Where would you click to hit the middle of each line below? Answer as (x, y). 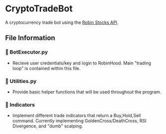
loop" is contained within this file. (46, 68)
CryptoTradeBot (39, 9)
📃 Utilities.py (21, 81)
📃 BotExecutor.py (27, 52)
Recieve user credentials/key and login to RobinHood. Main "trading (82, 63)
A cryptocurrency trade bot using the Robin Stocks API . (62, 22)
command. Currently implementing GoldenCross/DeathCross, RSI (79, 121)
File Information (30, 38)
